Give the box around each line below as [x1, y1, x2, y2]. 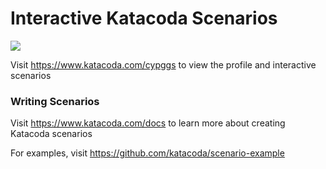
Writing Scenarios [10, 94, 100, 108]
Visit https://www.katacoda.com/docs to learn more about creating [10, 117, 286, 129]
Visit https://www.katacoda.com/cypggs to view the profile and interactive [10, 58, 317, 71]
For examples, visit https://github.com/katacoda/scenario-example [10, 147, 285, 159]
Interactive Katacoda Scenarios [10, 7, 278, 30]
